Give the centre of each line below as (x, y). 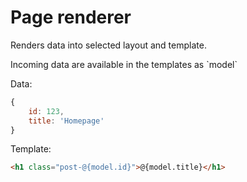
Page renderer (71, 17)
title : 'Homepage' (66, 121)
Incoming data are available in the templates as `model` (124, 64)
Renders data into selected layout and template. (108, 45)
